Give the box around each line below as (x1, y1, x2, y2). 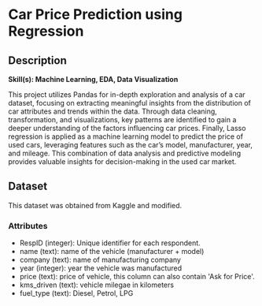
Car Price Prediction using (8, 6, 183, 24)
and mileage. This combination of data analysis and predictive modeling (8, 148, 242, 158)
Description (8, 54, 67, 67)
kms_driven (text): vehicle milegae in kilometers (19, 280, 175, 289)
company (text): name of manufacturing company (19, 255, 181, 265)
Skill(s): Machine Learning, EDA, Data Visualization (8, 75, 179, 84)
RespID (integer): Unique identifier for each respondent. (19, 238, 201, 248)
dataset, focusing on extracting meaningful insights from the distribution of (8, 99, 252, 107)
